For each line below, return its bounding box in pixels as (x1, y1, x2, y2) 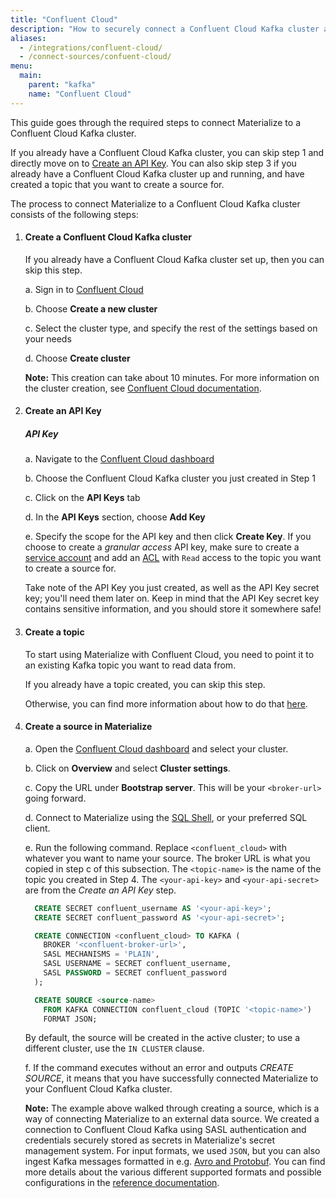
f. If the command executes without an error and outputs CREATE (24, 1062, 294, 1074)
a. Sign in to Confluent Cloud (24, 283, 144, 295)
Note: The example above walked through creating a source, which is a (24, 1102, 320, 1115)
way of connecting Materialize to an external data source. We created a (24, 1113, 320, 1125)
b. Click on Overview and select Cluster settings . (24, 762, 231, 774)
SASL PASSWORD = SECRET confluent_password (43, 968, 227, 978)
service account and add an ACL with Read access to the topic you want (24, 552, 322, 564)
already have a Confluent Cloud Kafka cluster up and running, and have (10, 167, 305, 180)
